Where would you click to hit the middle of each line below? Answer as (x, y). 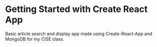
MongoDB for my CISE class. (35, 39)
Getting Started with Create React (77, 9)
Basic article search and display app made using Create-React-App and (79, 33)
